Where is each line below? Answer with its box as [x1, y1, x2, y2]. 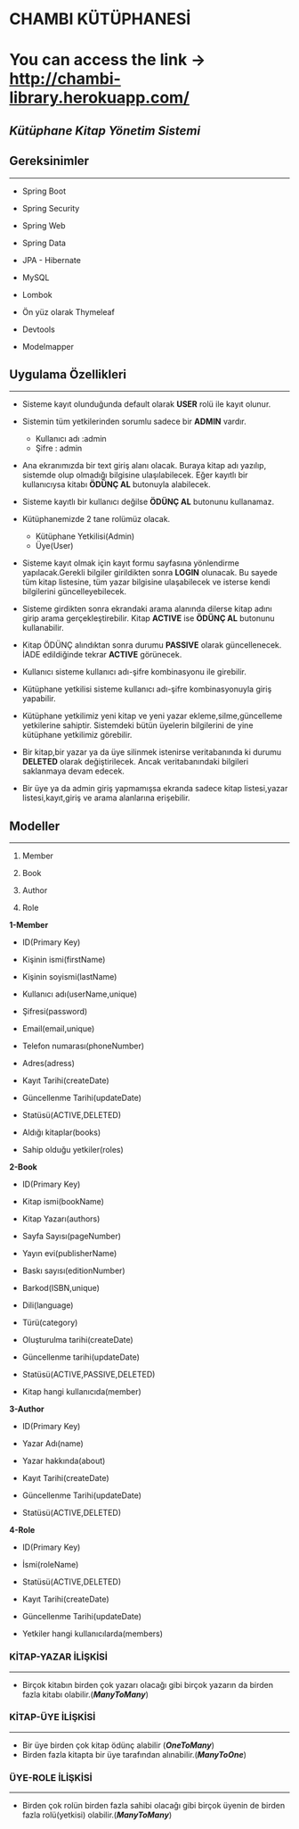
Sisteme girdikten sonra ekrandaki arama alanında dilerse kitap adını [21, 603, 273, 615]
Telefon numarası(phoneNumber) [21, 1040, 145, 1052]
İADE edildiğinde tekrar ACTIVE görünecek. [21, 650, 182, 660]
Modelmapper [21, 341, 74, 352]
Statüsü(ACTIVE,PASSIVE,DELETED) [21, 1370, 156, 1380]
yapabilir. [21, 693, 56, 704]
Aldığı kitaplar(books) [21, 1127, 101, 1138]
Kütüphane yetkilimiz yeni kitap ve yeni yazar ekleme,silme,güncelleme [21, 710, 283, 722]
